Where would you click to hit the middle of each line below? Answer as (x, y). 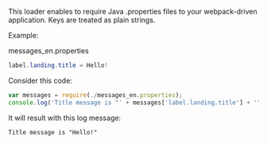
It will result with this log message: (65, 118)
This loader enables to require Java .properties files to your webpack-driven (133, 12)
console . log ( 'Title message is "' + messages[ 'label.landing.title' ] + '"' (136, 103)
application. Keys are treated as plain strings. (82, 20)
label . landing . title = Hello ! (58, 65)
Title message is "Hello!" (53, 132)
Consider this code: (41, 80)
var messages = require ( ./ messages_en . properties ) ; (95, 95)
